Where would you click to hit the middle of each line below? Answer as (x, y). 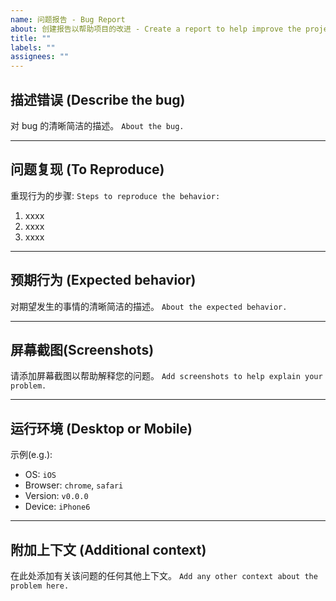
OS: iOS (40, 475)
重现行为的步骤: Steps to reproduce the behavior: (115, 195)
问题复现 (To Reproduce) (87, 169)
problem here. (40, 586)
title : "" (31, 38)
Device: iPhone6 (57, 507)
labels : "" (33, 47)
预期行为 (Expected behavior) (103, 280)
